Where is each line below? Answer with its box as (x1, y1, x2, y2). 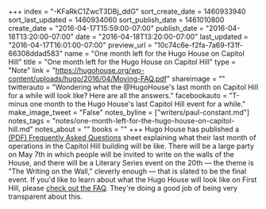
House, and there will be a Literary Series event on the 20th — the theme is (8, 158, 254, 167)
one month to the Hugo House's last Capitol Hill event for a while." (29, 99, 246, 108)
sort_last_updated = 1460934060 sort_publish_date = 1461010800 (8, 15, 225, 25)
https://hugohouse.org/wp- (55, 66, 145, 74)
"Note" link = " (8, 66, 56, 74)
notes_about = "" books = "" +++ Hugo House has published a (34, 124, 240, 134)
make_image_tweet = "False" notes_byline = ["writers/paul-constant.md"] (8, 108, 250, 117)
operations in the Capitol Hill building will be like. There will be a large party (8, 142, 254, 150)
